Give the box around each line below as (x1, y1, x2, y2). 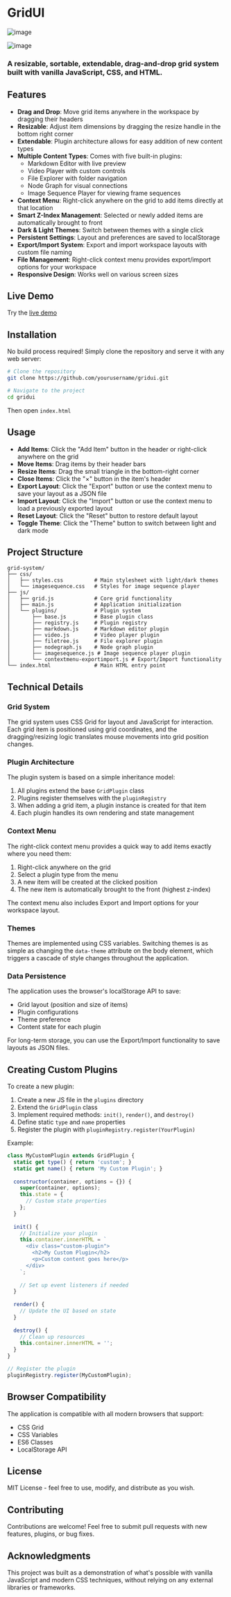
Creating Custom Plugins (7, 1063, 118, 1076)
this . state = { (19, 1191, 64, 1198)
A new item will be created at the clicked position (17, 877, 158, 886)
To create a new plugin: (7, 1082, 74, 1090)
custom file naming (17, 248, 73, 256)
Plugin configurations (17, 1008, 78, 1017)
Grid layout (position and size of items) (17, 1001, 128, 1009)
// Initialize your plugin (19, 1230, 98, 1237)
